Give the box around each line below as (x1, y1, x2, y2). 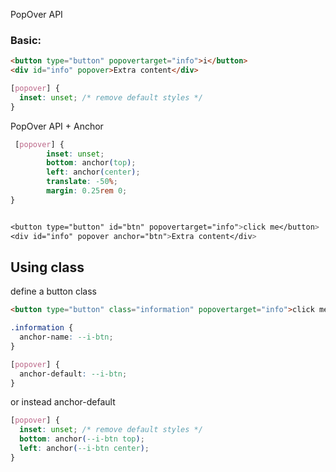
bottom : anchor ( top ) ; (46, 158, 137, 168)
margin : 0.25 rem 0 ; (46, 186, 128, 196)
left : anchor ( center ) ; (46, 167, 141, 178)
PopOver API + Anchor (10, 120, 104, 132)
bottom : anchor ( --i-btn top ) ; (19, 434, 145, 444)
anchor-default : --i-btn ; (19, 369, 128, 379)
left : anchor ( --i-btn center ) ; (19, 444, 150, 454)
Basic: (10, 33, 42, 47)
